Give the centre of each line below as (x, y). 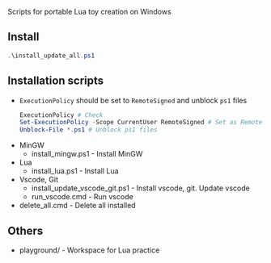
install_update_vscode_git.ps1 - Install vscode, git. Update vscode (140, 188)
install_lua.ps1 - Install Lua (75, 171)
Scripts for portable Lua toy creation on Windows (89, 12)
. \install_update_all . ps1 (51, 56)
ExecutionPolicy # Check (61, 115)
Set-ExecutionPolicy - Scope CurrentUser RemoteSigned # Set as (128, 123)
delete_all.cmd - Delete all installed (77, 206)
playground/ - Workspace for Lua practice (89, 250)
